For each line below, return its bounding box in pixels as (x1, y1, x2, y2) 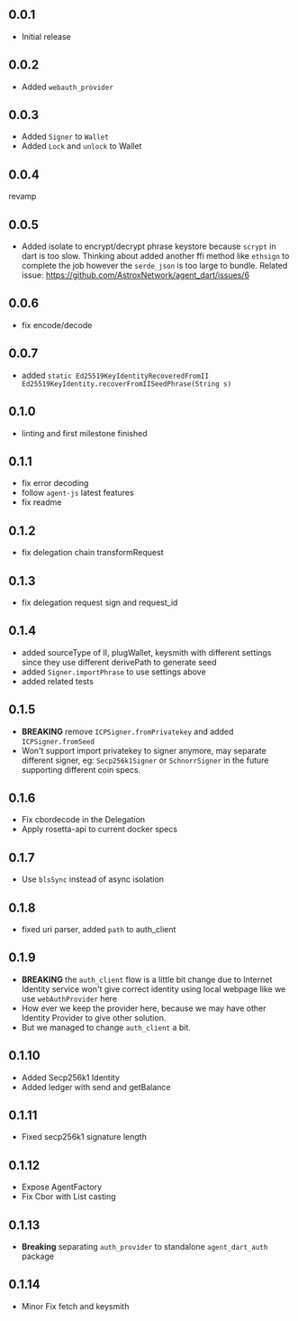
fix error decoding (21, 478, 89, 489)
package (21, 1251, 55, 1261)
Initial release (21, 31, 71, 41)
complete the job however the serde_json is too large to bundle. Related (21, 261, 288, 271)
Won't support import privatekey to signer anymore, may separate (21, 745, 266, 756)
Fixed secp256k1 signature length (21, 1132, 148, 1142)
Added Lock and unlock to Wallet (21, 141, 142, 151)
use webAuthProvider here (21, 993, 118, 1004)
